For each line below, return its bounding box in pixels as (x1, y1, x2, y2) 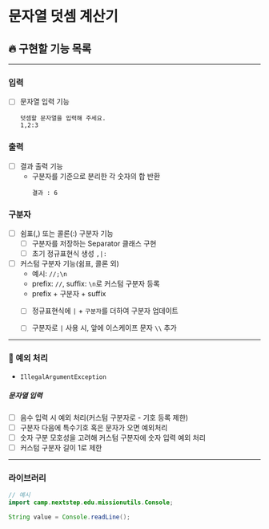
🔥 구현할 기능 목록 (8, 42, 92, 55)
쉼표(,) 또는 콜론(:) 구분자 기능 (19, 229, 114, 238)
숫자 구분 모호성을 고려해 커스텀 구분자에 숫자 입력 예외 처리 (19, 433, 207, 442)
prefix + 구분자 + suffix (31, 289, 106, 299)
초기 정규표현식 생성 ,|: (31, 249, 107, 258)
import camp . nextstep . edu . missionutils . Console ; (8, 498, 174, 507)
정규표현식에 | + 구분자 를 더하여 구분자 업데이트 (31, 306, 179, 315)
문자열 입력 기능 (19, 97, 70, 107)
